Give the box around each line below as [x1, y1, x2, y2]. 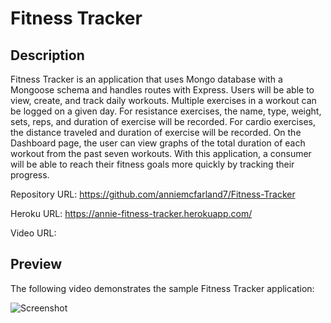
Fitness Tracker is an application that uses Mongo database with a [10, 73, 283, 85]
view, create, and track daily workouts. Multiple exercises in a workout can [10, 95, 317, 106]
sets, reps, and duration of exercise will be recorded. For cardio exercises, [10, 116, 316, 127]
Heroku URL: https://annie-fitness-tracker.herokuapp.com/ [10, 208, 253, 219]
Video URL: [10, 227, 57, 239]
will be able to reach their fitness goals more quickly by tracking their [10, 158, 295, 170]
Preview [10, 256, 63, 273]
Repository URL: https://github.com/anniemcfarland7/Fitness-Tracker [10, 188, 296, 200]
